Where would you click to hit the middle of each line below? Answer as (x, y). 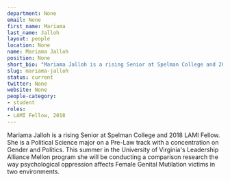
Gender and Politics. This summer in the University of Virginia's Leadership (113, 149)
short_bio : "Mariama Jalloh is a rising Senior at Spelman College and (111, 64)
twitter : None (27, 84)
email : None (24, 20)
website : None (27, 90)
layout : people (29, 39)
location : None (29, 45)
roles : (16, 109)
